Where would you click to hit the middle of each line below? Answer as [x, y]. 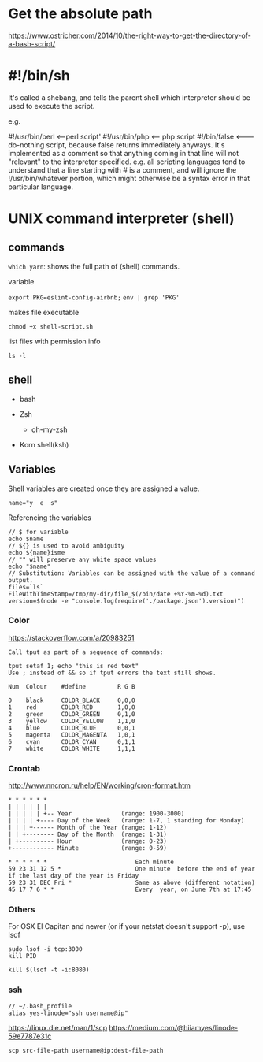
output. [21, 580]
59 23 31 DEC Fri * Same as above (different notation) [132, 883]
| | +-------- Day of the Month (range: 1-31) [88, 835]
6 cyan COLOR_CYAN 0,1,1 [72, 741]
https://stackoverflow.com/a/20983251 [71, 637]
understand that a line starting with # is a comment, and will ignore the [122, 169]
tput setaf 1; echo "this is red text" [74, 666]
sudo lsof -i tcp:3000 [45, 949]
